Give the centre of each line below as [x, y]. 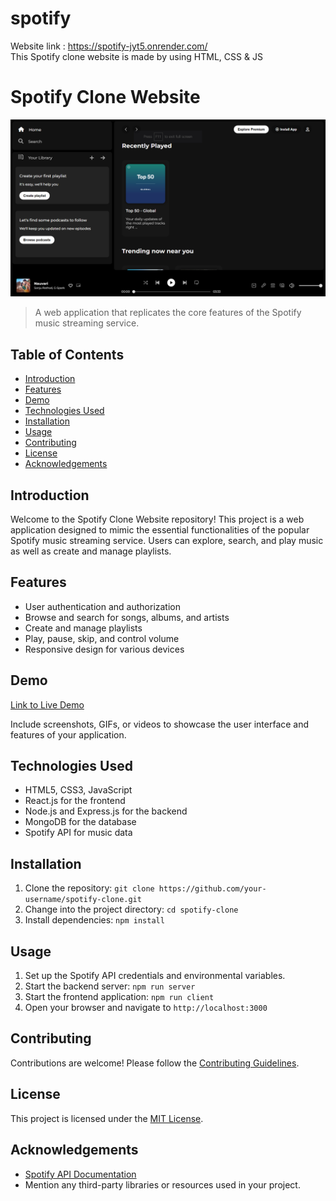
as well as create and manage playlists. [91, 551]
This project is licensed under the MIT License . [107, 1118]
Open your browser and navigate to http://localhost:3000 [146, 1008]
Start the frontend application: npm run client [119, 997]
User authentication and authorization [103, 606]
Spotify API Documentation [80, 1174]
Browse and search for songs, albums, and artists [127, 617]
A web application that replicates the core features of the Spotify [168, 313]
